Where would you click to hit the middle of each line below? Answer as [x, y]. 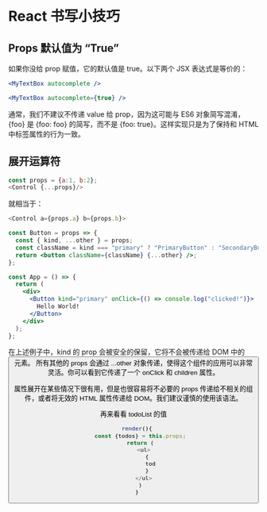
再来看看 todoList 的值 [133, 415]
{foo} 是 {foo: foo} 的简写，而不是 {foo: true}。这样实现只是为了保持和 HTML [133, 124]
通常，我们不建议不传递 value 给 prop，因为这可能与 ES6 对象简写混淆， [126, 114]
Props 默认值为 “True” [64, 48]
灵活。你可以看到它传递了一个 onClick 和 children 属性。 [133, 373]
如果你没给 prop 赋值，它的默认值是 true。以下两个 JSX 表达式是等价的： [128, 69]
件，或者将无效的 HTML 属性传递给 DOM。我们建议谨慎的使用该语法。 [133, 398]
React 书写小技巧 [64, 16]
